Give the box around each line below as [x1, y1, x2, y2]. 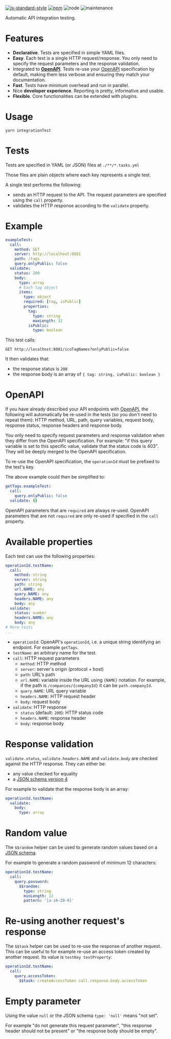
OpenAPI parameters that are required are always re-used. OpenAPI [5, 507, 149, 513]
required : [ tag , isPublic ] [23, 299, 81, 305]
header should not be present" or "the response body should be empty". [5, 1028, 158, 1034]
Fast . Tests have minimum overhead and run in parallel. [12, 82, 130, 88]
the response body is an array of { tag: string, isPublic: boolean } [12, 371, 161, 377]
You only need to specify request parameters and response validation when [5, 432, 165, 439]
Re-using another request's [5, 915, 125, 927]
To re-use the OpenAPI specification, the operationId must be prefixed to [5, 459, 160, 465]
